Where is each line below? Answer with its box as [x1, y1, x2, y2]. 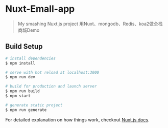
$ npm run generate [5, 107, 47, 113]
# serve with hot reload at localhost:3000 [5, 70, 100, 75]
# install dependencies [5, 56, 56, 61]
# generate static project [5, 102, 63, 108]
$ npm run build [5, 89, 40, 94]
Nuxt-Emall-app [5, 3, 75, 15]
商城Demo [17, 27, 40, 33]
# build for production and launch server [5, 84, 97, 89]
